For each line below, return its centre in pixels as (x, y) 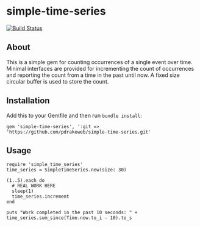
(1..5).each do (26, 181)
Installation (28, 101)
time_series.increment (41, 196)
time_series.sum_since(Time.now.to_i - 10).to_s (69, 218)
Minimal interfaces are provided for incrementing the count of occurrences (100, 68)
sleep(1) (23, 191)
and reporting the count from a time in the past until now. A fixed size (93, 75)
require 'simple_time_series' (45, 165)
